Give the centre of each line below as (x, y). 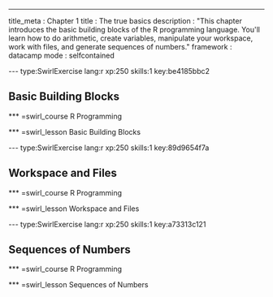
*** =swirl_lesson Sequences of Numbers (78, 285)
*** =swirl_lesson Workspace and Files (74, 209)
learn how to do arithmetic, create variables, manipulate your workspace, (131, 38)
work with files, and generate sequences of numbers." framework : (120, 47)
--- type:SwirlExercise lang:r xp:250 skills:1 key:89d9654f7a (109, 148)
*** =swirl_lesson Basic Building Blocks (74, 131)
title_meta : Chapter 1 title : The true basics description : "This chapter (125, 21)
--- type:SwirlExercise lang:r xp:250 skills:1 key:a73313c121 (107, 224)
